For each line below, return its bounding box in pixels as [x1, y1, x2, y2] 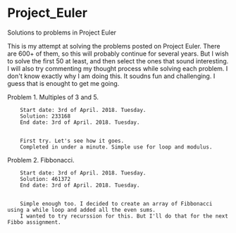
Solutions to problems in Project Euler [7, 28, 117, 37]
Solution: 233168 [20, 113, 71, 120]
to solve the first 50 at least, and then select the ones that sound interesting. [7, 56, 229, 65]
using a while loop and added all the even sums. [7, 206, 156, 213]
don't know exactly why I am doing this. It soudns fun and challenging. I [7, 72, 216, 80]
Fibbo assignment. [7, 218, 61, 226]
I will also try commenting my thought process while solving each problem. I [7, 64, 228, 73]
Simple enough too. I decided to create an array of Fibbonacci [20, 200, 213, 207]
